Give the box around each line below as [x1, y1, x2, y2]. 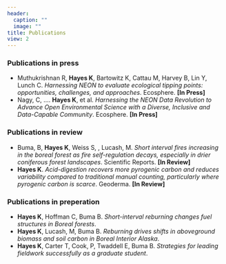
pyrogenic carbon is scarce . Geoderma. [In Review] [17, 179, 165, 188]
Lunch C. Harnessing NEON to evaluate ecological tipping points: [17, 81, 203, 89]
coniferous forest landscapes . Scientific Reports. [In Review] [17, 157, 191, 166]
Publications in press [7, 58, 79, 68]
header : [7, 10, 30, 17]
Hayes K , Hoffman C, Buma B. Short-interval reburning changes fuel [17, 212, 212, 221]
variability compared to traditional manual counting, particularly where [17, 173, 219, 181]
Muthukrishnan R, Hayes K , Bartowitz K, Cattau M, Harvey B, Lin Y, [17, 74, 207, 82]
